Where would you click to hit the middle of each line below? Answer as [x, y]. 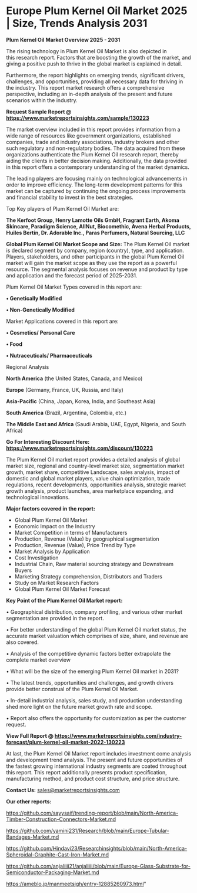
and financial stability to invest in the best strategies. [70, 197]
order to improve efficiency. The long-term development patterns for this [94, 185]
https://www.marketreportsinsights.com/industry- [118, 735]
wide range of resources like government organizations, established [89, 135]
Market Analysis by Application [52, 551]
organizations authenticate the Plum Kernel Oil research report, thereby [93, 154]
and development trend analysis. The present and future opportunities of [94, 760]
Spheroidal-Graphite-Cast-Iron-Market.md [58, 855]
